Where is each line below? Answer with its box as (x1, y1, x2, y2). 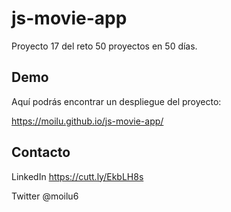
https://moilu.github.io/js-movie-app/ (11, 115, 164, 127)
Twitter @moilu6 (11, 190, 79, 202)
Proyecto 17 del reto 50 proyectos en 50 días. (11, 40, 198, 52)
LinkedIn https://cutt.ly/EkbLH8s (11, 170, 144, 182)
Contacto (11, 144, 71, 161)
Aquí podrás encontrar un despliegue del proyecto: (11, 95, 222, 107)
